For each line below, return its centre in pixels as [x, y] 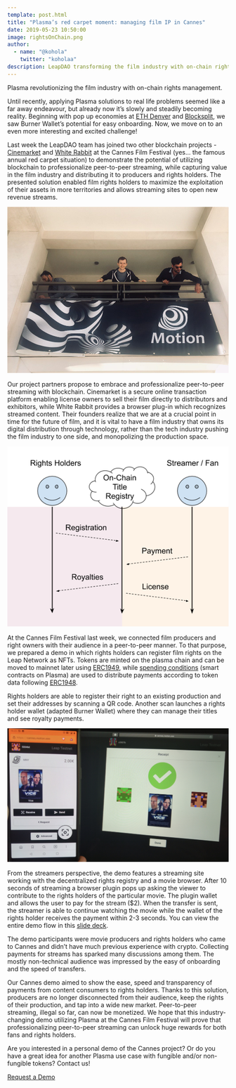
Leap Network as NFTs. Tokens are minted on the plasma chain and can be [116, 660]
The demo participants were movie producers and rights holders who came [117, 939]
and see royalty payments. [46, 718]
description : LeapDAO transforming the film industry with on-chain [110, 67]
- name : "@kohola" [41, 52]
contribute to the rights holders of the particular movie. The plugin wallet [112, 895]
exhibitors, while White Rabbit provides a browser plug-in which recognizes [117, 406]
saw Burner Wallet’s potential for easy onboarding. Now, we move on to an [115, 124]
